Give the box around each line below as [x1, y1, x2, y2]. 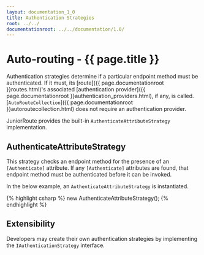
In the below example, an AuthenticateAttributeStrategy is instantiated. [6, 183, 189, 190]
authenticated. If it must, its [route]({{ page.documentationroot [6, 79, 164, 86]
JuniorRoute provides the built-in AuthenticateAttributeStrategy [6, 117, 170, 124]
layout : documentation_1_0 [6, 9, 75, 15]
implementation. [6, 124, 47, 131]
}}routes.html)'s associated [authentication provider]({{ [6, 86, 146, 93]
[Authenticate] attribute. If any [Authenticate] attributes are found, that [6, 164, 189, 172]
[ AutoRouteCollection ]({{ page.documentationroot [6, 99, 134, 106]
